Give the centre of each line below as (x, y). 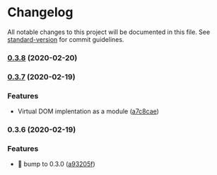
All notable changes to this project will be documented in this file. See (109, 32)
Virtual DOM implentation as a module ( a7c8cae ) (88, 111)
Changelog (40, 12)
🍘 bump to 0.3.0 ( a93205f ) (56, 164)
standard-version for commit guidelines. (66, 39)
